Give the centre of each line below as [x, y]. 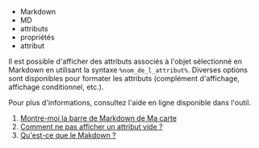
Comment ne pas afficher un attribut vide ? [91, 127]
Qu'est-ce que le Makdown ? [68, 135]
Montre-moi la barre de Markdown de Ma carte [98, 118]
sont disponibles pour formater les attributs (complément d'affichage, [124, 78]
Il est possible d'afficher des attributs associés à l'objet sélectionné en [125, 61]
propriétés [37, 37]
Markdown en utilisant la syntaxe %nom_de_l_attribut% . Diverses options [128, 70]
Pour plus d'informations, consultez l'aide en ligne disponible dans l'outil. [130, 103]
